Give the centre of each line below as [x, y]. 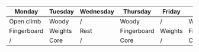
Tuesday [62, 11]
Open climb [25, 21]
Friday [171, 11]
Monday [26, 11]
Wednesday [97, 11]
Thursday [137, 11]
